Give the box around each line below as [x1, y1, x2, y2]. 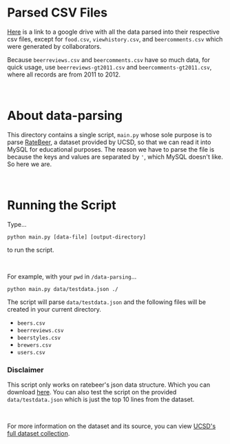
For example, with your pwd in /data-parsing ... [7, 272, 137, 281]
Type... [7, 220, 27, 228]
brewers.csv [17, 341, 52, 349]
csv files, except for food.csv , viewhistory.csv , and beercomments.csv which [7, 34, 223, 43]
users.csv [17, 349, 46, 356]
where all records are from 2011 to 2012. [7, 70, 121, 79]
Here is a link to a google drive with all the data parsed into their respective [7, 28, 220, 36]
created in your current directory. [7, 305, 101, 313]
